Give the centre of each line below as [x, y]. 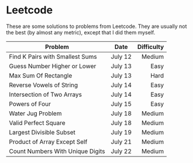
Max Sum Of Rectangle [41, 75]
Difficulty [151, 47]
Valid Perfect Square [37, 123]
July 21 [121, 141]
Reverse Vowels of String [44, 85]
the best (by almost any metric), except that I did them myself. [81, 32]
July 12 [121, 56]
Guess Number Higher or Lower [53, 66]
